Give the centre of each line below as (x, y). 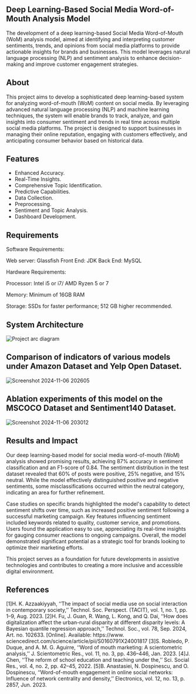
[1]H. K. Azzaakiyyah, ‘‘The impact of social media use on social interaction (97, 604)
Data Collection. (34, 198)
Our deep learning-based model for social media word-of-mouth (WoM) (93, 455)
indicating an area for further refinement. (55, 492)
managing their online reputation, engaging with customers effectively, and (97, 134)
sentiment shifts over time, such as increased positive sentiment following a (97, 510)
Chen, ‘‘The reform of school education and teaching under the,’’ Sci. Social (98, 660)
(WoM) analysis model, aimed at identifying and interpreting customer (90, 39)
